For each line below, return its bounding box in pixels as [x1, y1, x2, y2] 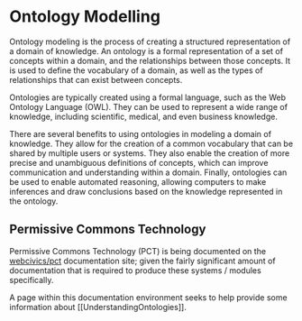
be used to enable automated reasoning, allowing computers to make [9, 176, 267, 187]
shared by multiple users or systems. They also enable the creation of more [9, 147, 290, 159]
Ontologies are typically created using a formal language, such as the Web [9, 92, 287, 103]
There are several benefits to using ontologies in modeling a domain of [9, 128, 272, 139]
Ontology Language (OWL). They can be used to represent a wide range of [9, 101, 288, 112]
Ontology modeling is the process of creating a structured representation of [9, 36, 291, 47]
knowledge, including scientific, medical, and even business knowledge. [9, 111, 278, 122]
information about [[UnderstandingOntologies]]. [9, 301, 187, 312]
